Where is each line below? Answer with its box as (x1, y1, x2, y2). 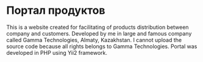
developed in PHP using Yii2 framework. (6, 49, 108, 56)
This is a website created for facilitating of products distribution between (6, 23, 189, 31)
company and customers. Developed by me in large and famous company (6, 29, 192, 37)
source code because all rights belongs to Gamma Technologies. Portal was (6, 43, 198, 50)
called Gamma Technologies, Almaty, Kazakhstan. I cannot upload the (6, 36, 182, 43)
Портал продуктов (6, 4, 105, 17)
